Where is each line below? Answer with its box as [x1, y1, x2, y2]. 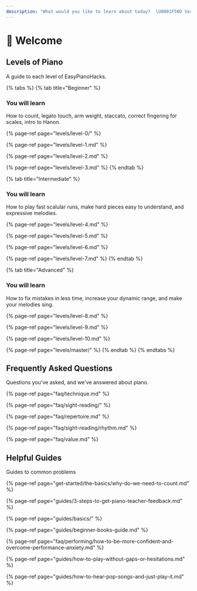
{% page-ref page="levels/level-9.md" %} [6, 324, 108, 331]
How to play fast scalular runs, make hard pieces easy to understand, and [6, 203, 184, 210]
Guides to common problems [6, 468, 76, 476]
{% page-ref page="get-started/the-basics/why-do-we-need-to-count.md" [6, 480, 189, 487]
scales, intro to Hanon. [6, 118, 60, 125]
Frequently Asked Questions [6, 363, 113, 373]
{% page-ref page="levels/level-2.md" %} [6, 152, 108, 159]
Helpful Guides [6, 453, 62, 463]
